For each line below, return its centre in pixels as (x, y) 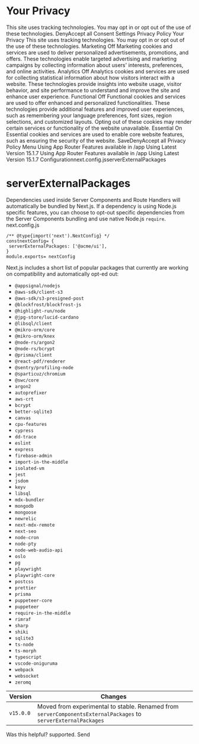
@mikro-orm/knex (35, 336)
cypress (24, 431)
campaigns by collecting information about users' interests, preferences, (95, 65)
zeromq (23, 682)
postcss (24, 582)
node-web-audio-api (39, 550)
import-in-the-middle (41, 462)
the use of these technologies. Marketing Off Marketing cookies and (89, 46)
